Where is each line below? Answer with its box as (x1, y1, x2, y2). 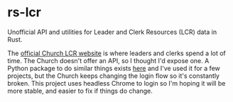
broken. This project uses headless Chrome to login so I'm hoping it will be (7, 79, 226, 87)
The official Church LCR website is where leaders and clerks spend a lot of (7, 49, 226, 57)
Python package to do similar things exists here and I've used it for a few (7, 64, 220, 72)
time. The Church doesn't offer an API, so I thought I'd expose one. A (7, 56, 210, 64)
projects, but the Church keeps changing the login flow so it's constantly (7, 72, 220, 80)
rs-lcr (7, 4, 41, 21)
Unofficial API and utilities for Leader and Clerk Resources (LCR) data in (7, 28, 217, 36)
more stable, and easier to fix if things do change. (7, 86, 153, 95)
